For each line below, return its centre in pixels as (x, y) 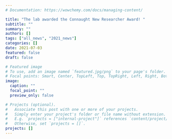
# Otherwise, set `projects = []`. (46, 124)
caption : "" (23, 86)
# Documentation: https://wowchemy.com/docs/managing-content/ (74, 10)
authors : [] (18, 34)
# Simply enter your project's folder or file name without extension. (86, 114)
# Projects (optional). (31, 105)
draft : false (19, 57)
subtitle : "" (19, 24)
